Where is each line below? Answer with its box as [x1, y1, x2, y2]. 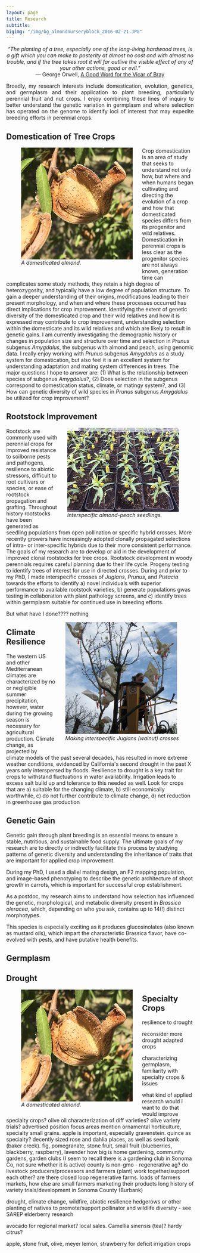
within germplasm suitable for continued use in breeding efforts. [6, 598, 164, 605]
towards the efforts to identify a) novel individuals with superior [6, 579, 162, 587]
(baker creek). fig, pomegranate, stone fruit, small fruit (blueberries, [6, 1142, 173, 1149]
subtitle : [6, 22, 31, 28]
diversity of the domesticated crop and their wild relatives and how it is [6, 312, 180, 319]
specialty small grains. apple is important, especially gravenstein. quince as [6, 1130, 192, 1137]
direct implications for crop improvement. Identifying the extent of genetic [6, 306, 187, 313]
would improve [142, 1110, 179, 1118]
